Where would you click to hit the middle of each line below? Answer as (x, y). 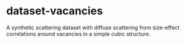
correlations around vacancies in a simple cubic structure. (79, 33)
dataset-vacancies (55, 11)
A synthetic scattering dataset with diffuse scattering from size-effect (93, 27)
